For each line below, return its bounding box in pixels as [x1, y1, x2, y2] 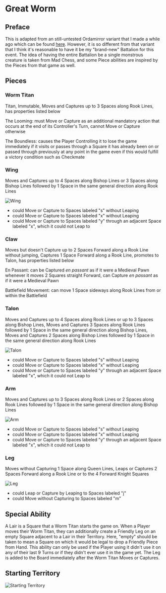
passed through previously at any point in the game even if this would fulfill [5, 149, 159, 155]
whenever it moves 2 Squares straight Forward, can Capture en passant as [5, 272, 159, 278]
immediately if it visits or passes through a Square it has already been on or [5, 143, 160, 149]
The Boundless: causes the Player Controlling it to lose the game [5, 138, 137, 144]
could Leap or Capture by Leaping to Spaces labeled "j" [12, 490, 126, 496]
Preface [5, 23, 30, 31]
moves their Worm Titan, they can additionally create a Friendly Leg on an [5, 528, 156, 534]
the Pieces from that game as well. [5, 63, 76, 68]
